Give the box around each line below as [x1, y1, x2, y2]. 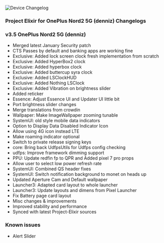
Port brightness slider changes [12, 102, 76, 108]
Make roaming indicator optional [12, 134, 80, 140]
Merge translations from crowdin [12, 107, 80, 113]
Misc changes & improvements [12, 198, 77, 204]
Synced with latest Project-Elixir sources [12, 209, 97, 215]
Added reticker [12, 91, 44, 97]
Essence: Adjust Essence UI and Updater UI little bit [12, 96, 120, 102]
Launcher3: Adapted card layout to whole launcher [12, 182, 118, 188]
